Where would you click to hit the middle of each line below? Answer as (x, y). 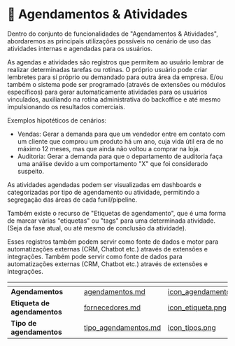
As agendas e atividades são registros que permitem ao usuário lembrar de (116, 62)
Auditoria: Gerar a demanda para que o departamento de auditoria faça (120, 156)
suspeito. (30, 171)
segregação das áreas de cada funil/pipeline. (72, 200)
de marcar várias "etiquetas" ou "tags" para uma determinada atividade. (111, 221)
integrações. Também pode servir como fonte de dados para (95, 256)
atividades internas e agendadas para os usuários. (80, 48)
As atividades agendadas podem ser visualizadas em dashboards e (104, 184)
